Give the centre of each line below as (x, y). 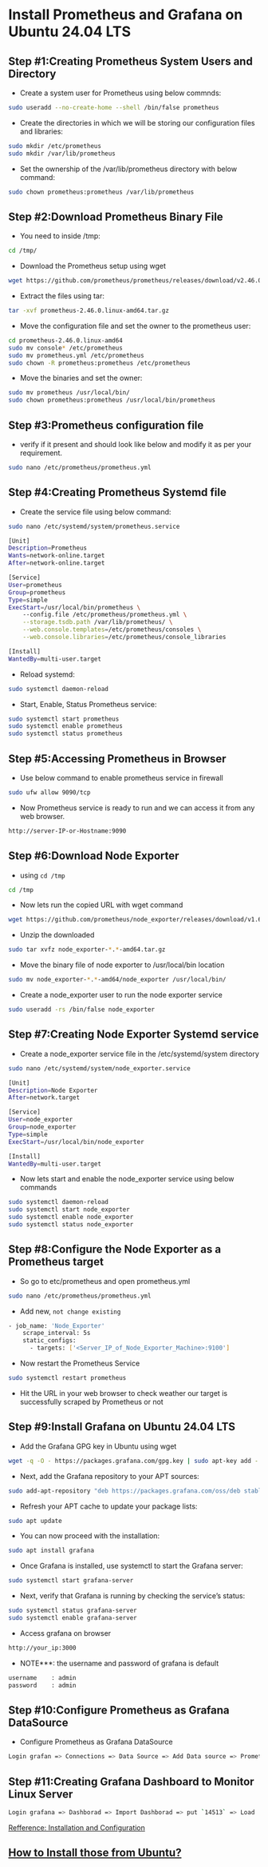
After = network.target (44, 1097)
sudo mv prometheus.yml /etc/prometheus (77, 355)
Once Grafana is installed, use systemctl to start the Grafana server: (131, 1566)
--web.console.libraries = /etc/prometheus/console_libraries (124, 638)
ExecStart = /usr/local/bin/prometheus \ (75, 607)
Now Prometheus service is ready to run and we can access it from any (137, 808)
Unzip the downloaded (57, 935)
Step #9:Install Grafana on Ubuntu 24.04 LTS (122, 1427)
